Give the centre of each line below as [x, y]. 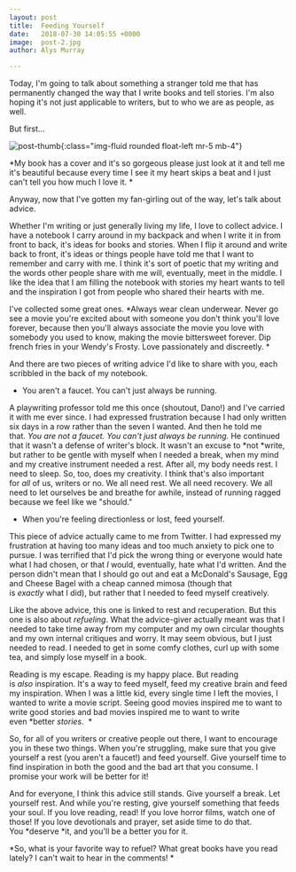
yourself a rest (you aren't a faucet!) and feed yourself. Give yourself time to [148, 758]
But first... [27, 129]
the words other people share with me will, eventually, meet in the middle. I [146, 273]
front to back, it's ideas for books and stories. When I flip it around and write [148, 245]
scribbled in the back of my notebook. [78, 373]
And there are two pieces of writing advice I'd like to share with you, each [144, 364]
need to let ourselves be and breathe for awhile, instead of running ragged [145, 492]
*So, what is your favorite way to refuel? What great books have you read [144, 849]
